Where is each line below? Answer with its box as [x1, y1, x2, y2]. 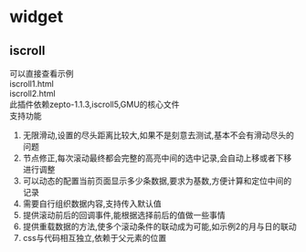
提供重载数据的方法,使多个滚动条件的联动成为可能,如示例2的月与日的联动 [22, 221, 297, 232]
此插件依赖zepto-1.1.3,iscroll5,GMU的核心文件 [9, 99, 180, 110]
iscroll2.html [9, 89, 57, 99]
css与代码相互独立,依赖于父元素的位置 [22, 233, 167, 243]
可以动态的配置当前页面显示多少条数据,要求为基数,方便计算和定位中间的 [22, 175, 292, 186]
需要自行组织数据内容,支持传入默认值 [22, 198, 162, 209]
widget [9, 6, 64, 27]
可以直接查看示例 [9, 68, 74, 79]
